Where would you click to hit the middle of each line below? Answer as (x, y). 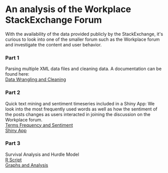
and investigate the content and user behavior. (53, 44)
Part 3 (13, 143)
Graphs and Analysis (27, 165)
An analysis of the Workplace (68, 9)
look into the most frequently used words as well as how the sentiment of (81, 109)
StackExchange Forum (54, 20)
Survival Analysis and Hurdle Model (42, 154)
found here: (17, 74)
